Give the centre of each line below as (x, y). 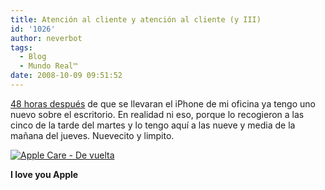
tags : (21, 47)
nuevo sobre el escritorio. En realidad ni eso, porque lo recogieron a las (157, 114)
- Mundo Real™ (48, 66)
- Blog (33, 57)
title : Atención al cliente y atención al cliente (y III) (136, 19)
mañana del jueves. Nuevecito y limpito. (92, 135)
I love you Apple (44, 174)
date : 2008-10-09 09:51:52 (66, 76)
